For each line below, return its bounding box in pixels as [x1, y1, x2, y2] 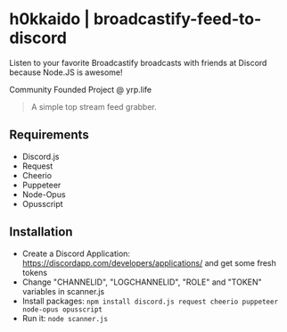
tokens [21, 267, 47, 278]
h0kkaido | [9, 9, 91, 29]
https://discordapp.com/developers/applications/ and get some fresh [21, 257, 276, 268]
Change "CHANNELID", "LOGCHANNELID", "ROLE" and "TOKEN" [21, 277, 263, 287]
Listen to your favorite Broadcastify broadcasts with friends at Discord [9, 57, 267, 68]
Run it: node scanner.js [21, 312, 109, 323]
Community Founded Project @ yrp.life [9, 84, 152, 95]
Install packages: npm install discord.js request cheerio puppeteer [21, 295, 279, 306]
